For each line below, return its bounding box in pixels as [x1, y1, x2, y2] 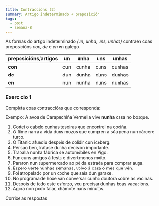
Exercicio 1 [5, 94, 32, 101]
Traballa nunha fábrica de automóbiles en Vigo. [12, 150, 108, 156]
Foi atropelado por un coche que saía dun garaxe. [12, 170, 113, 176]
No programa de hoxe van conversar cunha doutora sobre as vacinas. [12, 176, 153, 182]
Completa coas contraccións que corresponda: [5, 105, 100, 111]
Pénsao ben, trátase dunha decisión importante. [12, 145, 109, 150]
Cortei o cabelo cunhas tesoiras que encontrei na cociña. [12, 124, 128, 130]
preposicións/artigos [8, 56, 58, 62]
